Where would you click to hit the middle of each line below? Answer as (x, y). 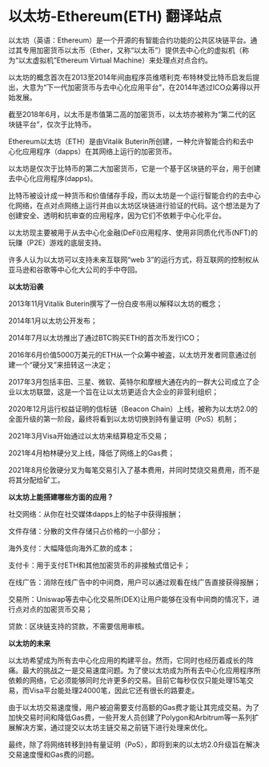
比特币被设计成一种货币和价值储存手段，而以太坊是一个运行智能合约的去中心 (134, 195)
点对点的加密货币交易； (54, 609)
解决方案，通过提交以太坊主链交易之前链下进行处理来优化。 (113, 727)
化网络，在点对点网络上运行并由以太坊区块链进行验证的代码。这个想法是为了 (134, 205)
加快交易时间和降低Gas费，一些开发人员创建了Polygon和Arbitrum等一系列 (130, 717)
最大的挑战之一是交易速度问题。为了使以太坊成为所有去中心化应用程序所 (141, 670)
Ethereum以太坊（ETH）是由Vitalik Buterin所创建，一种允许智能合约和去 (128, 141)
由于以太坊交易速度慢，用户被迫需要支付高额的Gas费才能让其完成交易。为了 (134, 707)
